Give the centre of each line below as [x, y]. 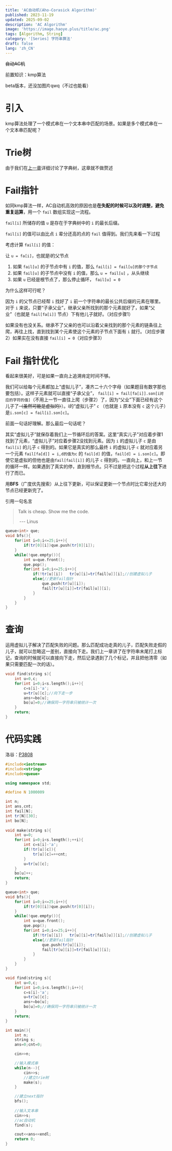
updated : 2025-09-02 [27, 20]
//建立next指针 [29, 1096]
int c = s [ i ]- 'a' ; [41, 845]
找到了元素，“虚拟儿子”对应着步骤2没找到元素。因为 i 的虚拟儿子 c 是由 [81, 441]
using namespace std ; [28, 783]
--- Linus [29, 521]
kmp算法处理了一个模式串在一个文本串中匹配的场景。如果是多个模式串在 [82, 123]
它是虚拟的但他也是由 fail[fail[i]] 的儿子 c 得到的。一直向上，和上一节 [86, 460]
